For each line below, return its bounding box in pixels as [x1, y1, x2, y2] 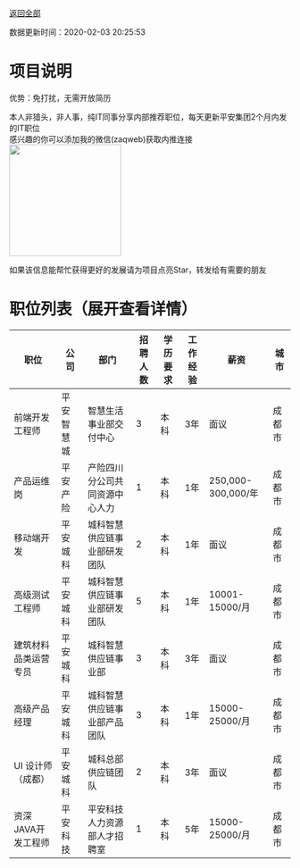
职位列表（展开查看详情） [9, 299, 198, 320]
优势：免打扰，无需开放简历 [9, 92, 112, 103]
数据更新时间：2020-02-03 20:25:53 [9, 27, 146, 38]
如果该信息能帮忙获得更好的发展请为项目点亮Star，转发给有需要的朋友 [9, 264, 267, 275]
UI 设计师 [13, 759, 53, 772]
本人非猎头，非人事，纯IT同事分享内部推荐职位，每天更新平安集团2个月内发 [9, 111, 287, 122]
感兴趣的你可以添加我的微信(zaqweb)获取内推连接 [9, 133, 194, 145]
